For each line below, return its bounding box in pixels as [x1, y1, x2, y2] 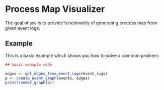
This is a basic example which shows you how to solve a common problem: [5, 52, 159, 58]
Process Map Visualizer [5, 3, 105, 15]
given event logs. [5, 25, 41, 31]
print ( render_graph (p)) [5, 80, 55, 85]
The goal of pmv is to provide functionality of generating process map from [5, 20, 158, 26]
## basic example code [5, 62, 52, 67]
